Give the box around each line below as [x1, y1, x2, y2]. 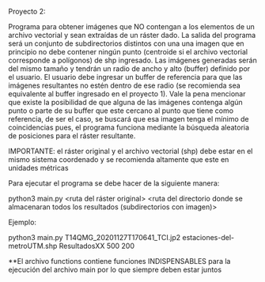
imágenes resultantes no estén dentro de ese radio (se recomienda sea [8, 81, 241, 90]
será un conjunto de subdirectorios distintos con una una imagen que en [8, 39, 244, 48]
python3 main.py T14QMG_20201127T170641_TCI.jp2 [8, 233, 181, 242]
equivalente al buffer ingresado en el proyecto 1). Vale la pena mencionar [8, 89, 246, 98]
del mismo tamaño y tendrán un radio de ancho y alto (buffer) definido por [8, 64, 251, 73]
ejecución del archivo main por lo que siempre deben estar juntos [8, 265, 222, 274]
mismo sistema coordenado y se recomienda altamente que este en [8, 155, 229, 164]
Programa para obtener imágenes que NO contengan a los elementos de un [8, 22, 256, 31]
